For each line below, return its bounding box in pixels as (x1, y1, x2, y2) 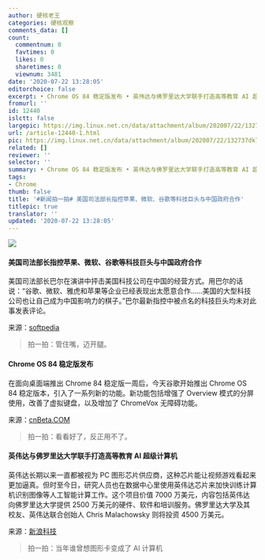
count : (8, 33, 30, 42)
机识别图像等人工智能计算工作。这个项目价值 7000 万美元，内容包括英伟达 (8, 490, 251, 499)
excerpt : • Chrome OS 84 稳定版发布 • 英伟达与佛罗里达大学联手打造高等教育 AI (8, 92, 250, 100)
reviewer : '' (8, 151, 51, 159)
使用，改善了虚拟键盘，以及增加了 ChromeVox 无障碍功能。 (8, 398, 203, 408)
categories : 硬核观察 (8, 19, 75, 27)
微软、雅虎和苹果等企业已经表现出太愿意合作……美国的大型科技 (46, 286, 252, 296)
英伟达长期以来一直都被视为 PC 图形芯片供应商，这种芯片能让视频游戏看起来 (8, 470, 257, 479)
